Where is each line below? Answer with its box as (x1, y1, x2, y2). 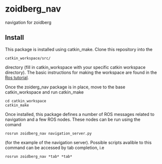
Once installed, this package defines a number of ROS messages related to (5, 111, 155, 117)
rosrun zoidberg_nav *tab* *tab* (5, 154, 73, 159)
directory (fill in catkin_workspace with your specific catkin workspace (5, 64, 146, 70)
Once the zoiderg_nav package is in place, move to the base (5, 84, 126, 90)
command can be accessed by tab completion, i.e (5, 145, 105, 150)
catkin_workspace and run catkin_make (5, 89, 84, 95)
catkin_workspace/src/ (5, 56, 51, 61)
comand (5, 121, 22, 127)
